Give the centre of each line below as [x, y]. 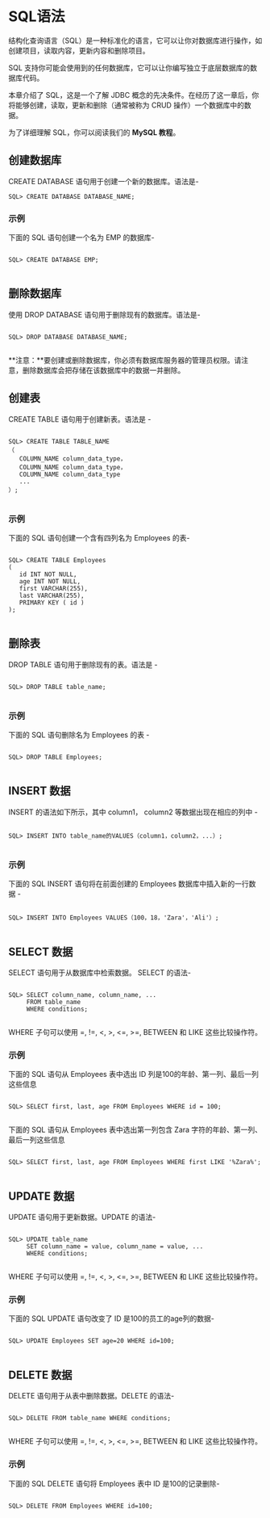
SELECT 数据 [41, 951]
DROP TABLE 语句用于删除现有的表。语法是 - [83, 664]
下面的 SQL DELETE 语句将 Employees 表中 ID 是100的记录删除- [114, 1483]
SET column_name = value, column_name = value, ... [115, 1247]
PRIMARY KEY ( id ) [52, 603]
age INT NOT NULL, [50, 581]
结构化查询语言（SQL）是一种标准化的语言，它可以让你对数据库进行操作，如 [135, 40]
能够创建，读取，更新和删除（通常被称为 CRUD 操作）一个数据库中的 [129, 105]
